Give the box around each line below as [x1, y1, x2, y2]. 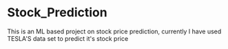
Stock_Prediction [7, 5, 108, 20]
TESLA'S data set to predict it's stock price [7, 34, 129, 42]
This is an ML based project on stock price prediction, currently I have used [7, 27, 222, 35]
